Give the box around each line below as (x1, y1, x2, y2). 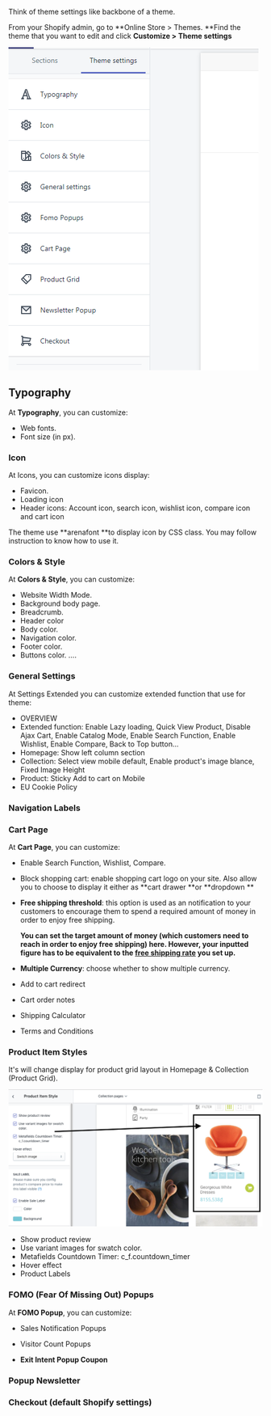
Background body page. (19, 598, 101, 609)
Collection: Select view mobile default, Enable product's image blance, (19, 756, 255, 766)
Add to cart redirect (19, 979, 86, 989)
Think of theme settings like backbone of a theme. (8, 7, 176, 16)
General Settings (8, 670, 76, 682)
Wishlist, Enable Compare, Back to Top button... (19, 739, 179, 749)
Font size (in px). (19, 432, 76, 442)
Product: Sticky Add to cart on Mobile (19, 773, 145, 783)
